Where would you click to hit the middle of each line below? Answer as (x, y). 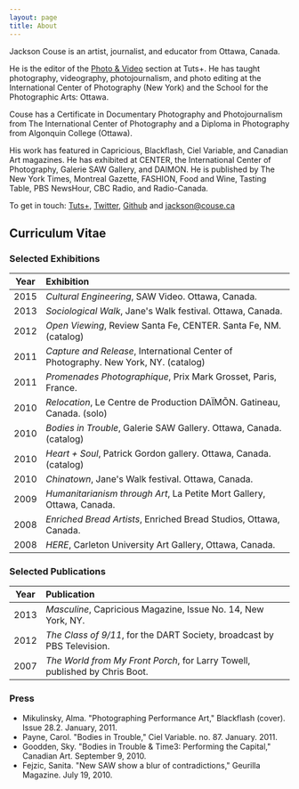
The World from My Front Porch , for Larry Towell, (148, 661)
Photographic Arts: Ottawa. (59, 97)
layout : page (33, 17)
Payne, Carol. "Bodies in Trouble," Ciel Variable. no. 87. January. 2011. (149, 736)
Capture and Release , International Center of (139, 351)
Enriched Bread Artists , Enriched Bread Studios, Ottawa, (163, 519)
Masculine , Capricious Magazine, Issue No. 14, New (155, 609)
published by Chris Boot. (97, 671)
